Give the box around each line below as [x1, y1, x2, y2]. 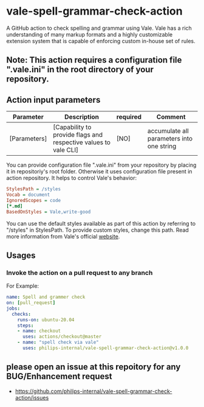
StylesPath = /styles [6, 186, 61, 192]
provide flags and [52, 131, 103, 139]
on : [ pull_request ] [6, 300, 56, 306]
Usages [6, 250, 36, 260]
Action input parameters [6, 94, 101, 105]
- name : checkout [17, 328, 61, 334]
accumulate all [147, 127, 189, 135]
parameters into [147, 134, 193, 143]
